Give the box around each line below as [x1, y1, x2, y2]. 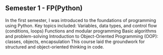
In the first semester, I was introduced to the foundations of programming [5, 17, 156, 23]
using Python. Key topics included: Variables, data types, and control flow [5, 22, 157, 28]
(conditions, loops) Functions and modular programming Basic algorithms [5, 27, 156, 34]
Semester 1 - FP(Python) [5, 4, 83, 12]
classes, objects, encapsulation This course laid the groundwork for [5, 38, 145, 44]
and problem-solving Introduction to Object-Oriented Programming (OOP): [5, 33, 158, 39]
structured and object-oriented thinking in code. [5, 43, 104, 49]
